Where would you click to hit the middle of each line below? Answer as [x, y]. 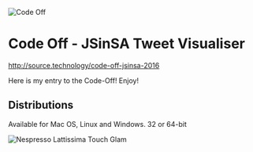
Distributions [41, 105]
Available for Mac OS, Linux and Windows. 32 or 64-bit [98, 124]
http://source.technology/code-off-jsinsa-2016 [84, 65]
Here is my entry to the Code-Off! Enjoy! [74, 80]
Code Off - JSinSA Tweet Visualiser [127, 44]
